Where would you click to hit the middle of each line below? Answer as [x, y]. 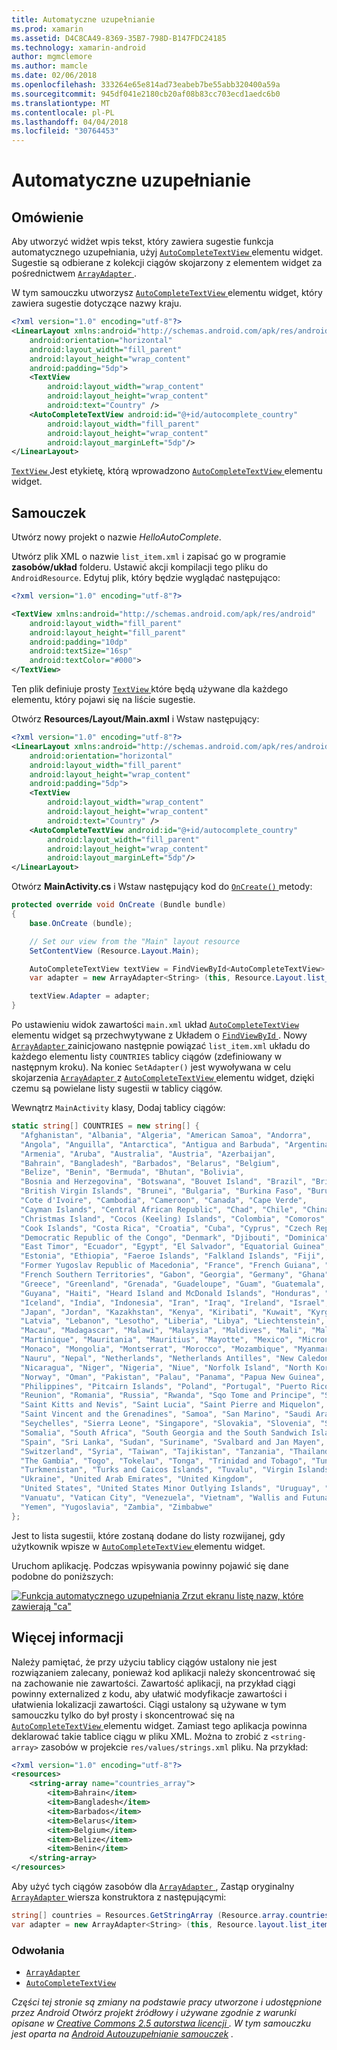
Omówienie [47, 217]
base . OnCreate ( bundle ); [81, 923]
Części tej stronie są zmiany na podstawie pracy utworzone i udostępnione [167, 2002]
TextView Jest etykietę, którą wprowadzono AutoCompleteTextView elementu [167, 471]
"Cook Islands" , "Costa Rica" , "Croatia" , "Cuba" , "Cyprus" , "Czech [166, 1228]
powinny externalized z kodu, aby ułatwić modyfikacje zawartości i [149, 1693]
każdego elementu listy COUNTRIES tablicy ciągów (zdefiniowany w [147, 1057]
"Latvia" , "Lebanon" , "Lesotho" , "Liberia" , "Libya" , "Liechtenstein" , [173, 1321]
